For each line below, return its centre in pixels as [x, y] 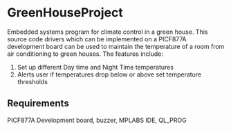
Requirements [38, 104]
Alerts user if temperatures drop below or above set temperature [109, 74]
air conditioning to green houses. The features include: [85, 54]
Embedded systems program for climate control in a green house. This [108, 32]
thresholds [33, 81]
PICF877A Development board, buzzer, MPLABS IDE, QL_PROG [97, 120]
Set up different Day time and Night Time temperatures [95, 67]
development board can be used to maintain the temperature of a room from [116, 46]
